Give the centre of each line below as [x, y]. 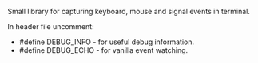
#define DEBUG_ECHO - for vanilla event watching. [103, 50]
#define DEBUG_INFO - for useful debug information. [107, 42]
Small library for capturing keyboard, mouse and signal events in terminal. [129, 11]
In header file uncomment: [51, 26]
